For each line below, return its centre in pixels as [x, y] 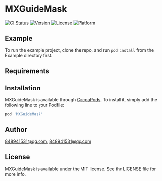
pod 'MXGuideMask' [24, 114]
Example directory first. [29, 55]
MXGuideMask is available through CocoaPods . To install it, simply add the [81, 99]
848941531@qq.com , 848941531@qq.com [48, 141]
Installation [23, 88]
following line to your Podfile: [35, 105]
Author [16, 130]
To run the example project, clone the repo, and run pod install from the [80, 50]
